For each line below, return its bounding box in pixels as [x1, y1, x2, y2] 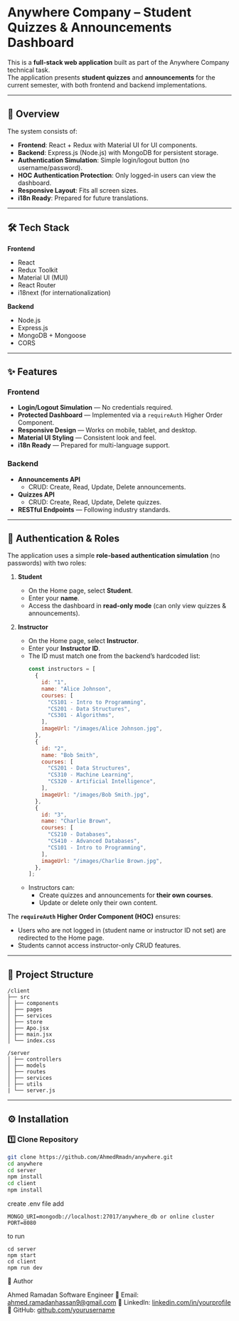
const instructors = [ [28, 666, 96, 673]
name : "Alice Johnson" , [41, 685, 112, 692]
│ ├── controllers [7, 1056, 62, 1063]
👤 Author [7, 1277, 33, 1285]
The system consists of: [7, 127, 78, 135]
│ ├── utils [7, 1081, 43, 1088]
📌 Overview [7, 108, 60, 120]
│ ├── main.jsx [7, 1031, 53, 1039]
